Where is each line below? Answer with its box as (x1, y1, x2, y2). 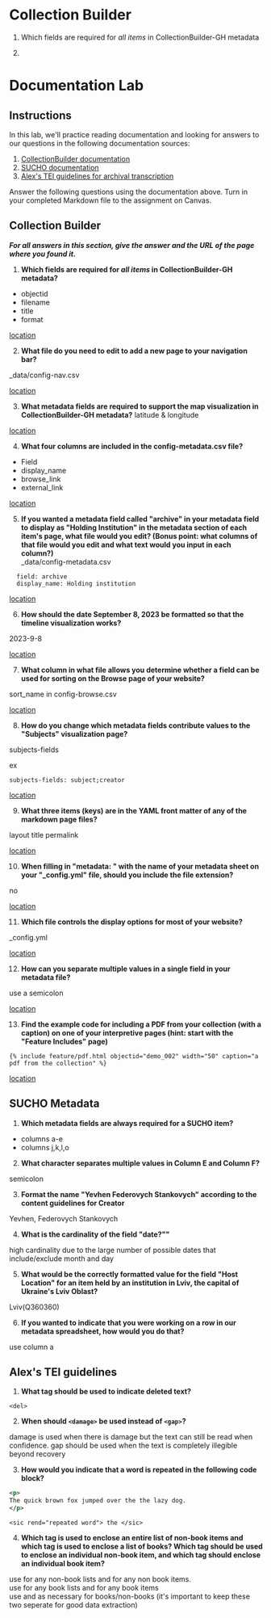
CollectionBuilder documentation (20, 153, 131, 163)
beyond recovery (9, 1449, 66, 1459)
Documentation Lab (9, 77, 144, 95)
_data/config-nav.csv (9, 370, 80, 380)
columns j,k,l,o (20, 1142, 69, 1152)
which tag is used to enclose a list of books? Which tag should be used (20, 1541, 263, 1551)
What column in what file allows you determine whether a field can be (20, 665, 260, 675)
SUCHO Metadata (9, 1097, 100, 1111)
